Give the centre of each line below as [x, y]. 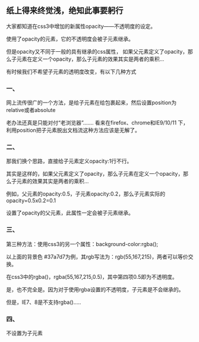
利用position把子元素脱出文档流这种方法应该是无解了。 [73, 130]
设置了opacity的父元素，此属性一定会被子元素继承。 [70, 213]
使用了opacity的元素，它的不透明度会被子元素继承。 [70, 39]
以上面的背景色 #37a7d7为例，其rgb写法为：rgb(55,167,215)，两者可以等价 [97, 256]
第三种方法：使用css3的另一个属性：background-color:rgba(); [82, 244]
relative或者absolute [31, 110]
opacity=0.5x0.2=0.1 [31, 201]
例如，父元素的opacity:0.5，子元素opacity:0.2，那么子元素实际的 [86, 194]
